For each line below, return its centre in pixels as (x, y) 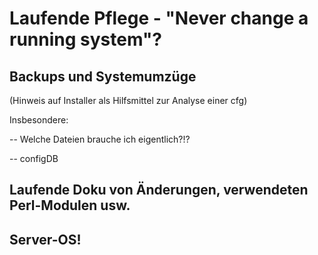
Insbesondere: (39, 120)
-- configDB (34, 158)
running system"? (86, 39)
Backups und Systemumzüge (103, 76)
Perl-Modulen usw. (70, 205)
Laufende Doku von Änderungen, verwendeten (159, 190)
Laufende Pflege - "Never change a (159, 18)
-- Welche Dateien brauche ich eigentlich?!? (100, 139)
